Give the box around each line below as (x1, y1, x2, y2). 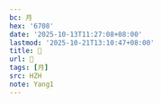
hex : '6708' (9, 21, 54, 30)
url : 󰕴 (9, 55, 34, 64)
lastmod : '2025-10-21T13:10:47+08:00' (9, 38, 155, 47)
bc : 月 (9, 13, 33, 22)
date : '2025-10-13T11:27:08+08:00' (9, 30, 143, 39)
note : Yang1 (9, 80, 54, 89)
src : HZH (9, 72, 42, 81)
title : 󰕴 (9, 47, 42, 56)
